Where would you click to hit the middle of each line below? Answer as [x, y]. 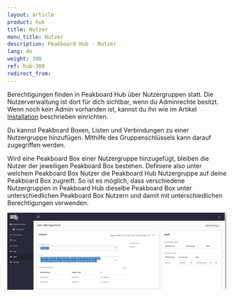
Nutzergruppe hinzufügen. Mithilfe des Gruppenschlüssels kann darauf [109, 137]
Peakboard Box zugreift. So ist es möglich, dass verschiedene [96, 181]
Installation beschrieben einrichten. [58, 116]
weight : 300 [24, 59]
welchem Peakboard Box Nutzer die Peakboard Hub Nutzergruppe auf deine [117, 173]
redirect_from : [29, 73]
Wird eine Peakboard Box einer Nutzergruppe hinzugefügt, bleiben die [108, 158]
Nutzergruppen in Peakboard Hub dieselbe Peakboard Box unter [100, 188]
